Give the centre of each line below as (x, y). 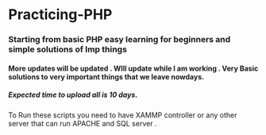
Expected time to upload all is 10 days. (73, 95)
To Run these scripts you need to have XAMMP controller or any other (123, 115)
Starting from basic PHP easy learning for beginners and (120, 40)
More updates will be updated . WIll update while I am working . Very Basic (133, 68)
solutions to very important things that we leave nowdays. (106, 76)
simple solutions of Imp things (67, 49)
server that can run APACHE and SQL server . (83, 123)
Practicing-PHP (60, 15)
